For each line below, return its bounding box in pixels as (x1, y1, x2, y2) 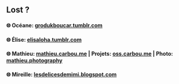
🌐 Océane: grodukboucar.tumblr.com (6, 21, 103, 29)
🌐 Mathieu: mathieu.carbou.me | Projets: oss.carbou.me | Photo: (6, 50, 174, 57)
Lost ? (6, 5, 30, 15)
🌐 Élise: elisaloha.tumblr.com (6, 36, 82, 43)
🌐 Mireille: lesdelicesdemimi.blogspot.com (6, 71, 117, 78)
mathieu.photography (6, 57, 63, 64)
